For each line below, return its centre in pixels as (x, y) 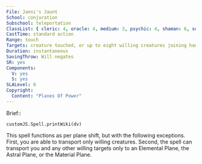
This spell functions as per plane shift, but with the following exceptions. (96, 135)
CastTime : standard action (40, 34)
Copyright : (20, 90)
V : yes (20, 74)
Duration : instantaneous (37, 51)
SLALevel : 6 (21, 85)
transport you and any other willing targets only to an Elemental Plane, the (98, 148)
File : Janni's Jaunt (32, 12)
